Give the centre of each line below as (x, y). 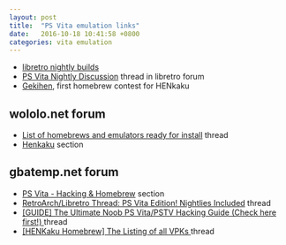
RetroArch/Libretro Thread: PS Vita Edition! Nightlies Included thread (146, 203)
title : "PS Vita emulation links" (75, 26)
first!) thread (45, 221)
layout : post (33, 17)
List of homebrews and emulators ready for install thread (125, 135)
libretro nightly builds (60, 67)
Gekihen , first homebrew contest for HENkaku (105, 86)
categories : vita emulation (61, 42)
